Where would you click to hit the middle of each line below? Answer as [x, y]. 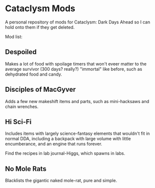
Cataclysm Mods [40, 9]
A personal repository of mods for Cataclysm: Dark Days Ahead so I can [78, 22]
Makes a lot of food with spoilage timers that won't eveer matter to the [76, 63]
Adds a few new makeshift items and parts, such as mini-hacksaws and [77, 101]
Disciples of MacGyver [40, 90]
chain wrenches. [22, 106]
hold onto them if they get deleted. [40, 27]
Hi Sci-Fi [18, 122]
